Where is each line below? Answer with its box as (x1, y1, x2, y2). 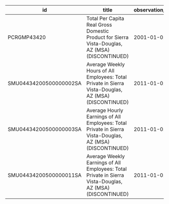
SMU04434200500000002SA (8, 80, 82, 87)
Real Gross (86, 21, 112, 28)
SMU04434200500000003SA (8, 126, 82, 132)
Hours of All (86, 67, 115, 74)
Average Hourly (86, 107, 123, 114)
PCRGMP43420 (8, 34, 46, 41)
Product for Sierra (86, 34, 129, 41)
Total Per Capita (86, 15, 124, 22)
